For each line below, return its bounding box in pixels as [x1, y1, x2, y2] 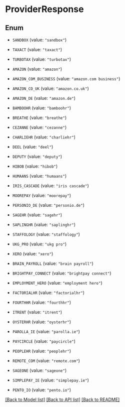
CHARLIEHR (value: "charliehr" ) [12, 134, 76, 140]
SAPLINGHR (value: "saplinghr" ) [12, 222, 76, 227]
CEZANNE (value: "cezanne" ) [12, 124, 66, 130]
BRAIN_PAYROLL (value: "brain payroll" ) [12, 260, 93, 266]
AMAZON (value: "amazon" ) [12, 66, 62, 72]
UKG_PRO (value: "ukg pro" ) [12, 241, 66, 247]
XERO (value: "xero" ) [12, 251, 53, 256]
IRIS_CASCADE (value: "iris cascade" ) [12, 183, 89, 189]
